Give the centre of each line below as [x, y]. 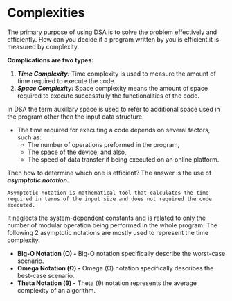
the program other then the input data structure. [75, 117]
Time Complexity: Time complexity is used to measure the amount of [117, 74]
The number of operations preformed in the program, [104, 144]
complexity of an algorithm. [56, 290]
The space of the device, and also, [77, 152]
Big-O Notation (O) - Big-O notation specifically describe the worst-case [121, 253]
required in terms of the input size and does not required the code [110, 199]
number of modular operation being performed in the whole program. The [113, 225]
